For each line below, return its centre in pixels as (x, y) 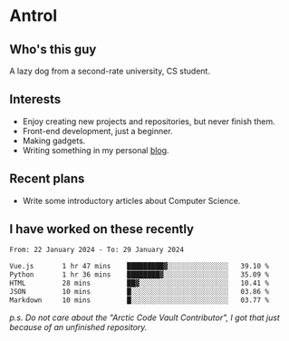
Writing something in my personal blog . (96, 150)
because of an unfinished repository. (78, 326)
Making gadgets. (54, 141)
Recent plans (47, 179)
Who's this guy (53, 49)
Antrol (34, 16)
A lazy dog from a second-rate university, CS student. (110, 71)
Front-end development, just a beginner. (98, 131)
